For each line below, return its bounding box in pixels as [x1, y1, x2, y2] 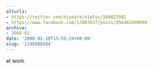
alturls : [6, 8, 27, 15]
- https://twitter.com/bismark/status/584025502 [6, 14, 127, 20]
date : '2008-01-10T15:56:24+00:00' [6, 36, 93, 42]
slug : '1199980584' [6, 42, 54, 47]
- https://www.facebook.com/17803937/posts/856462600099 [6, 19, 148, 25]
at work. [6, 57, 26, 64]
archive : [6, 25, 27, 31]
